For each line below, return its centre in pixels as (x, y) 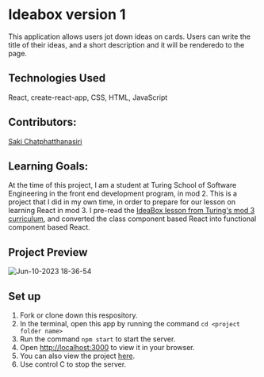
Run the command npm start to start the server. (98, 339)
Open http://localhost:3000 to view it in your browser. (107, 347)
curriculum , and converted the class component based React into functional (132, 219)
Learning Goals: (48, 166)
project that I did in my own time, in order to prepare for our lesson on (122, 202)
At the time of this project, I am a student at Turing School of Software (122, 185)
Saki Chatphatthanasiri (45, 141)
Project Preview (48, 252)
